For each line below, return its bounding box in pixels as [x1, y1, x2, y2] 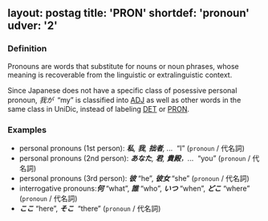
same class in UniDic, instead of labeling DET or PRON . [7, 104, 190, 113]
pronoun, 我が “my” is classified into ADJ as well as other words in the [7, 95, 242, 104]
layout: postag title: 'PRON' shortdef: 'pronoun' [7, 6, 250, 20]
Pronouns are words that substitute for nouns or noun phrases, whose [7, 61, 239, 71]
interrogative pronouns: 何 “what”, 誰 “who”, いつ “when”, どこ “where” [18, 183, 250, 193]
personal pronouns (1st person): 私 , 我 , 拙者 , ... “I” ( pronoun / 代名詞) [18, 143, 246, 153]
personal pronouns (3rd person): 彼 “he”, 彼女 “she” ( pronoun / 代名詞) [18, 173, 250, 183]
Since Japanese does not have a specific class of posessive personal [7, 85, 238, 95]
